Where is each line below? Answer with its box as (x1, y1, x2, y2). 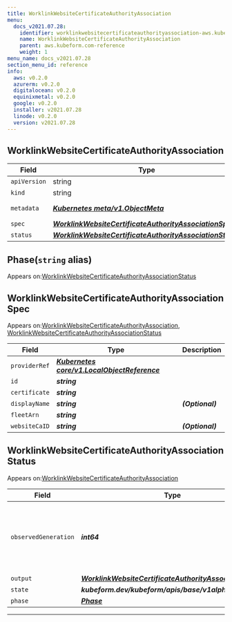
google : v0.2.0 (13, 100, 57, 107)
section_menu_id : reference (7, 61, 88, 68)
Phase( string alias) (7, 253, 92, 266)
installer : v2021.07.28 (13, 106, 81, 113)
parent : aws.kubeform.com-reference (19, 42, 126, 49)
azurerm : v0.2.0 (13, 81, 60, 88)
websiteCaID (10, 422, 50, 430)
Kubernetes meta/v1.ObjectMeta (52, 204, 164, 213)
